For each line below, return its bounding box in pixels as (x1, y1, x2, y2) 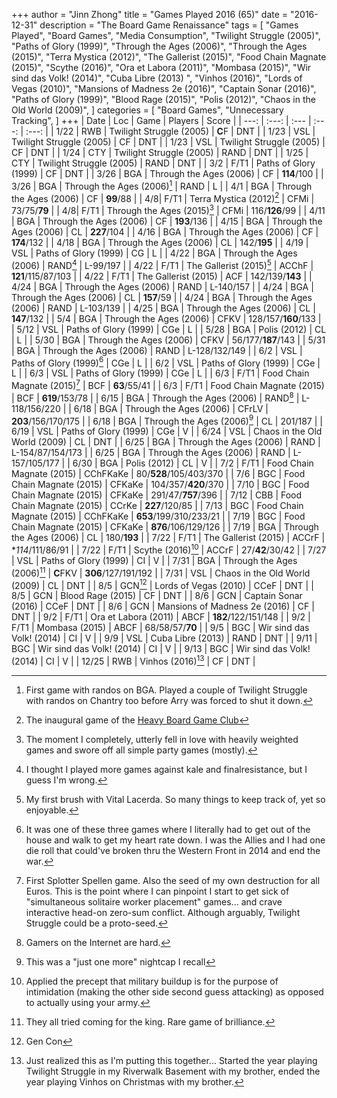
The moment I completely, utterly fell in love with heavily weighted (25, 733, 299, 745)
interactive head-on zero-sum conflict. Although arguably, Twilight (25, 906, 301, 918)
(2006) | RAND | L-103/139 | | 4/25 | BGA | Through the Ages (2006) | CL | (11, 302, 316, 314)
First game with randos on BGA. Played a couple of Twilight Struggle (25, 684, 308, 696)
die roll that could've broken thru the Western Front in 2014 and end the (25, 844, 321, 856)
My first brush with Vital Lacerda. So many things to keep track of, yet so (25, 793, 326, 805)
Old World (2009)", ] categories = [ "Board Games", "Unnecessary (11, 104, 284, 116)
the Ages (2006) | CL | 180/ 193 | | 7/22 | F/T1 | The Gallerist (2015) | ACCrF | (11, 532, 326, 544)
